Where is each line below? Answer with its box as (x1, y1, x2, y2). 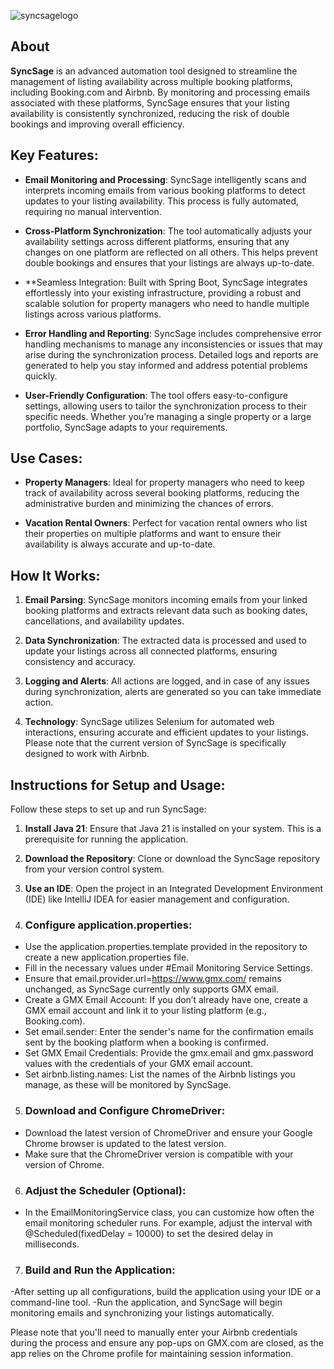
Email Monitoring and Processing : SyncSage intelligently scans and (24, 173, 307, 185)
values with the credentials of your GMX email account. (24, 1058, 253, 1070)
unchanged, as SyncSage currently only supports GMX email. (24, 983, 280, 995)
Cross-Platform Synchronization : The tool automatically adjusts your (24, 225, 313, 237)
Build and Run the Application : (24, 1263, 176, 1277)
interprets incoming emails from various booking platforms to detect (24, 184, 306, 196)
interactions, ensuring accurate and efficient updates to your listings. (24, 726, 309, 739)
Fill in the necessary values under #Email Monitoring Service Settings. (24, 962, 313, 974)
